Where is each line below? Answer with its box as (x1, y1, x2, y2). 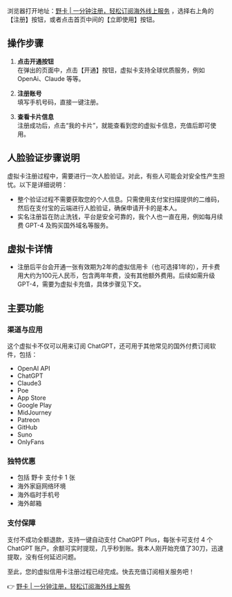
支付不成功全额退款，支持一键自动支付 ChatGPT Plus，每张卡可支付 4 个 (7, 535, 213, 544)
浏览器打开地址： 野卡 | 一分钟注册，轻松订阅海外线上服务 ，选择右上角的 (7, 7, 214, 15)
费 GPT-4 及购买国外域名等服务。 (17, 221, 113, 229)
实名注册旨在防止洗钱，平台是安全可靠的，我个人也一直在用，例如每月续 (17, 212, 223, 221)
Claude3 (17, 379, 41, 387)
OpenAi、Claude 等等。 (17, 74, 85, 82)
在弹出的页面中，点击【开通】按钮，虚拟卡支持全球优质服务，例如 (17, 66, 205, 74)
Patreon (17, 416, 40, 424)
